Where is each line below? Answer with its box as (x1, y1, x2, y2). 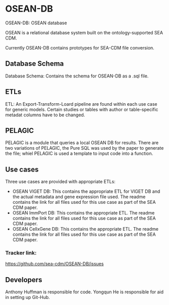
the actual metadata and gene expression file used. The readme (12, 194, 146, 200)
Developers (5, 275, 42, 284)
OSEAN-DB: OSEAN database (5, 20, 67, 26)
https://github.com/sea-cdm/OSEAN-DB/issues (5, 261, 104, 267)
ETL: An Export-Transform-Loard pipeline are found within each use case (5, 101, 157, 107)
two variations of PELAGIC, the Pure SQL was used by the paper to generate (5, 145, 164, 151)
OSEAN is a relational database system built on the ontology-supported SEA (5, 29, 163, 35)
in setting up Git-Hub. (5, 294, 50, 300)
